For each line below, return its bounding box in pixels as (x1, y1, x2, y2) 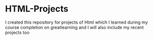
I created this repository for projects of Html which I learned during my (5, 19, 149, 25)
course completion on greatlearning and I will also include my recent (5, 24, 144, 30)
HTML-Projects (5, 3, 69, 14)
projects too (5, 29, 30, 35)
